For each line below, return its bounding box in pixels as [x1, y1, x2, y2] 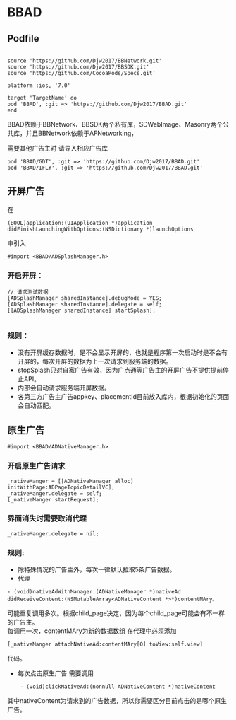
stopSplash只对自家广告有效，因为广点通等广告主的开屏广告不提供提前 [17, 366, 223, 375]
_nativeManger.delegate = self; [7, 489, 102, 497]
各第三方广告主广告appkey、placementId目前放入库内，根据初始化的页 [17, 393, 223, 401]
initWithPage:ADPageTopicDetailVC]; [7, 484, 115, 491]
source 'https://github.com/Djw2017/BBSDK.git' [7, 64, 150, 71]
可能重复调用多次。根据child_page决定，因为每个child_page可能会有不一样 [7, 609, 225, 617]
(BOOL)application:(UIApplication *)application [7, 219, 153, 226]
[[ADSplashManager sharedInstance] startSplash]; [7, 307, 156, 315]
